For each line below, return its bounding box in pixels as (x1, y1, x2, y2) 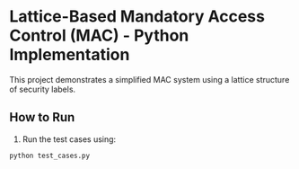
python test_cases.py (9, 151, 91, 160)
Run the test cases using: (22, 133, 117, 145)
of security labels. (9, 84, 76, 94)
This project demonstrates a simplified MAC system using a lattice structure (9, 74, 290, 84)
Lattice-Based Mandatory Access (9, 6, 265, 27)
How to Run (9, 110, 75, 125)
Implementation (9, 45, 130, 65)
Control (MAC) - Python (9, 25, 189, 46)
